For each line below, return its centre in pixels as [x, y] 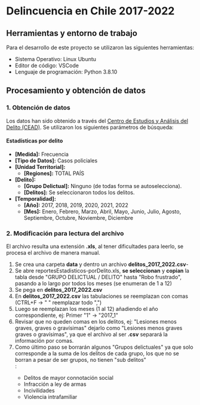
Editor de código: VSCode [47, 65]
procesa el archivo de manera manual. [53, 253]
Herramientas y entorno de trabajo [72, 33]
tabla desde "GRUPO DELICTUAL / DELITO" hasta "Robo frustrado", [98, 277]
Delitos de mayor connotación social [68, 378]
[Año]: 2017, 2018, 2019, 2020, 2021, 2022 [76, 205]
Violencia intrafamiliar [50, 397]
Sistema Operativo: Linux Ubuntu [56, 59]
